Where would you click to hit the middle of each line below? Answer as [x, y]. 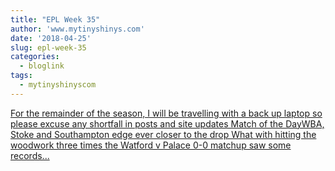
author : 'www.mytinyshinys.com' [77, 29]
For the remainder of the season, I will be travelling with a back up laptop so [166, 113]
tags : [21, 76]
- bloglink [42, 66]
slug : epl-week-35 [48, 47]
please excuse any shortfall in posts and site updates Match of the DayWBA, [167, 123]
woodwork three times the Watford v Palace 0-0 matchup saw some [151, 145]
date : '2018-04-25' [51, 38]
